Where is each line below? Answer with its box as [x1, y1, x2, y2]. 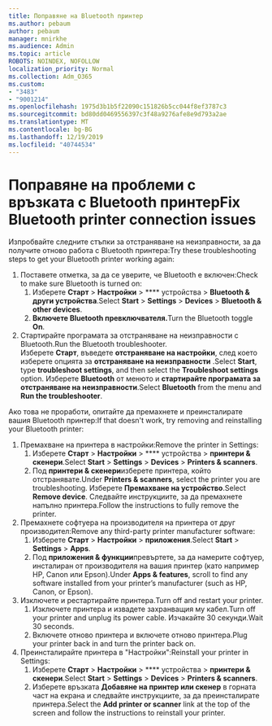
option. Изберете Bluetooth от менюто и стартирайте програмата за [19, 374, 261, 383]
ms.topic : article [8, 50, 71, 58]
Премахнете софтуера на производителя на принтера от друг [19, 518, 235, 527]
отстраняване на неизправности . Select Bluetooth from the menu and [19, 383, 262, 392]
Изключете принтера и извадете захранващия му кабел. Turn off [32, 604, 256, 614]
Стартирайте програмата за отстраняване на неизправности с [19, 330, 240, 340]
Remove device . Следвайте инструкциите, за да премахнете [32, 492, 243, 501]
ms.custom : [8, 80, 45, 88]
